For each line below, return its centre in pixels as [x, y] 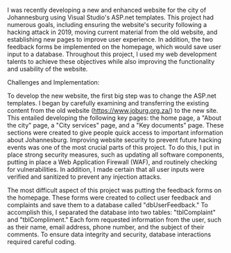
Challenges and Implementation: [53, 82]
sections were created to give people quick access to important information [115, 132]
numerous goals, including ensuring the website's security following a [107, 25]
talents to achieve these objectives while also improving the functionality [111, 61]
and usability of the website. [48, 69]
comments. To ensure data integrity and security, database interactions [109, 234]
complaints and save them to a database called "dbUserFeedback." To [108, 205]
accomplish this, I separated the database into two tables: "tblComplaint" [112, 212]
